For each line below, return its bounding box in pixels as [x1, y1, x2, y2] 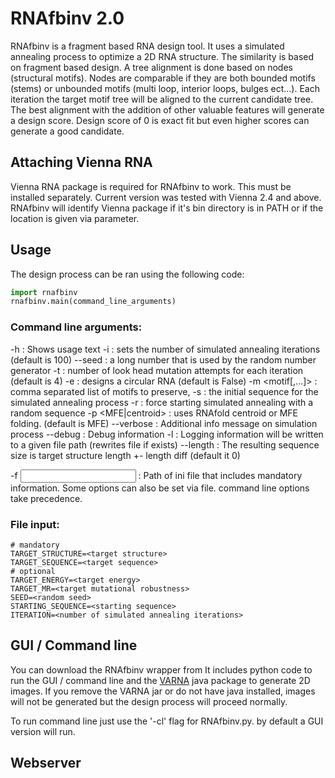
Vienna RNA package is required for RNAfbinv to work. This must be [10, 180, 292, 192]
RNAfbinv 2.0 [10, 7, 125, 30]
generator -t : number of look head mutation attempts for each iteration [10, 364, 304, 376]
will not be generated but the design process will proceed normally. [10, 695, 288, 707]
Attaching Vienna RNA [10, 154, 153, 171]
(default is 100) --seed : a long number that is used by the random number [10, 353, 317, 366]
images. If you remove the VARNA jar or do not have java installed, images [10, 685, 316, 697]
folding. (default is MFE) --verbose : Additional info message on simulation [10, 417, 318, 429]
